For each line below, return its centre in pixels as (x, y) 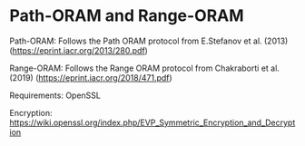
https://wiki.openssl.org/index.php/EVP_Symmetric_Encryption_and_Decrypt (152, 122)
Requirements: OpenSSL (55, 95)
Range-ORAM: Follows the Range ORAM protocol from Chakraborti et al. (144, 68)
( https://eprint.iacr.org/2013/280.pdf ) (79, 50)
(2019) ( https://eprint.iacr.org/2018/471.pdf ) (91, 77)
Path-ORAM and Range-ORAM (127, 16)
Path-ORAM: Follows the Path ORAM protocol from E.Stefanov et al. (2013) (149, 41)
